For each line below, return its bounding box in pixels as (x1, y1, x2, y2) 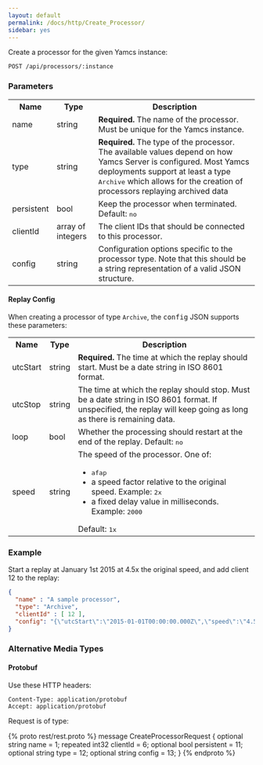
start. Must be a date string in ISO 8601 (77, 362, 224, 373)
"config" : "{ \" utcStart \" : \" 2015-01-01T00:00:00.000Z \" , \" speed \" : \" (15, 617, 247, 625)
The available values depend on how (98, 146, 233, 157)
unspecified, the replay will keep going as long (77, 403, 249, 414)
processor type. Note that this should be (98, 253, 247, 264)
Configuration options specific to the (98, 243, 233, 254)
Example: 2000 (91, 505, 143, 516)
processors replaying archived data (98, 185, 229, 196)
